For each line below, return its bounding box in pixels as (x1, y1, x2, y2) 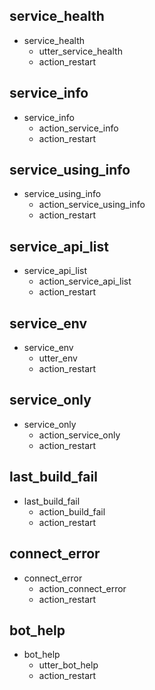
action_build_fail (38, 505, 106, 518)
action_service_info (38, 122, 119, 134)
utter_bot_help (38, 659, 99, 671)
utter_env (38, 352, 78, 364)
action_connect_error (38, 582, 127, 594)
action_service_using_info (38, 199, 146, 211)
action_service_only (38, 429, 121, 441)
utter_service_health (38, 45, 123, 57)
